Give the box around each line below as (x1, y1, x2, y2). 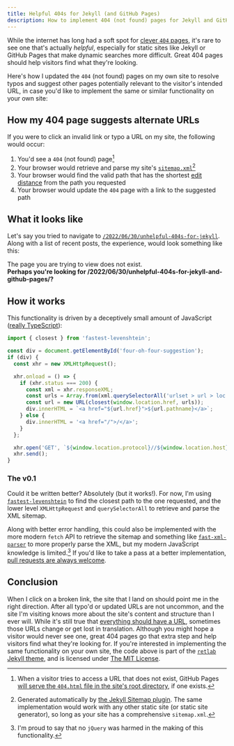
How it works (7, 295, 65, 307)
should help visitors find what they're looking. (7, 58, 138, 66)
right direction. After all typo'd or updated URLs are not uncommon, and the (7, 602, 224, 610)
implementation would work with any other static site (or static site (17, 703, 208, 711)
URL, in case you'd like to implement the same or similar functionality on (7, 87, 214, 95)
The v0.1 (7, 474, 37, 483)
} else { (19, 412, 45, 419)
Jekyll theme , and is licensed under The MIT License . (7, 654, 161, 662)
